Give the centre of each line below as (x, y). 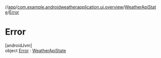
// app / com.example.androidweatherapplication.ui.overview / (65, 7)
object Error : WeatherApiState (36, 50)
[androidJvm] (19, 45)
